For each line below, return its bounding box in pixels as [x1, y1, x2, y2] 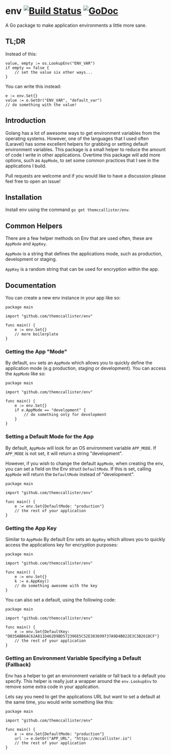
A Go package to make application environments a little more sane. [5, 22, 147, 28]
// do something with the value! [5, 102, 77, 108]
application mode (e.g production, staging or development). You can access [5, 365, 166, 372]
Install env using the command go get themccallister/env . [5, 206, 130, 213]
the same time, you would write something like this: [5, 699, 114, 705]
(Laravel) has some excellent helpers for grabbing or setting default [5, 141, 148, 147]
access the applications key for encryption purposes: [5, 541, 118, 548]
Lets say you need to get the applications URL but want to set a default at [5, 694, 161, 700]
